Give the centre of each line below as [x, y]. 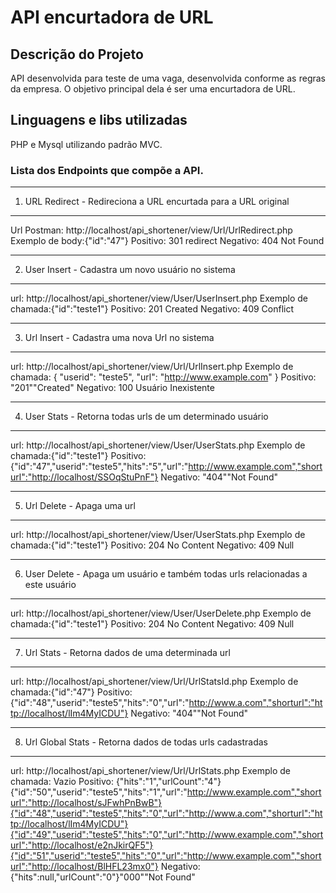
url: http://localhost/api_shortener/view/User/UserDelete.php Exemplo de [161, 613]
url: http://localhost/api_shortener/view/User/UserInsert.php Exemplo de [159, 298]
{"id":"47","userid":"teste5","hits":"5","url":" [99, 467]
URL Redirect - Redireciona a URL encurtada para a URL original [157, 202]
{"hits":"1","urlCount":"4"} [168, 782]
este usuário [50, 585]
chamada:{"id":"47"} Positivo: [71, 692]
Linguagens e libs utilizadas [99, 120]
